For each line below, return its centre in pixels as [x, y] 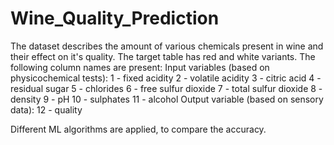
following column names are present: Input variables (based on [140, 67]
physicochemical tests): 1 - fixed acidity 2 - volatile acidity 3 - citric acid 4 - [166, 78]
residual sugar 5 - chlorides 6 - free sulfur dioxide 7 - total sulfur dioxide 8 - [166, 88]
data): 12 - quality [46, 109]
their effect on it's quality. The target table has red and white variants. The [163, 56]
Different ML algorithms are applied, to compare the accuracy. [138, 129]
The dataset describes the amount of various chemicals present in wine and [167, 46]
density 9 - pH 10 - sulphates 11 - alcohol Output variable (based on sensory [167, 99]
